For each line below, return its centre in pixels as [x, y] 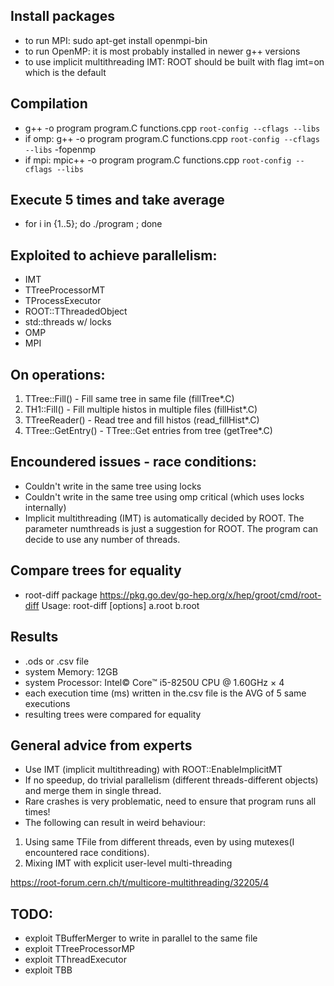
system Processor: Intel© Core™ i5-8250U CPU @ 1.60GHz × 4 [154, 682]
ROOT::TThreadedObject [76, 311]
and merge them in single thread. [93, 791]
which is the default [65, 72]
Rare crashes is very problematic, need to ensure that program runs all [170, 801]
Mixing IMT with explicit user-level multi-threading [128, 863]
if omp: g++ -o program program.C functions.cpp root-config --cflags [172, 138]
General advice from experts [101, 745]
